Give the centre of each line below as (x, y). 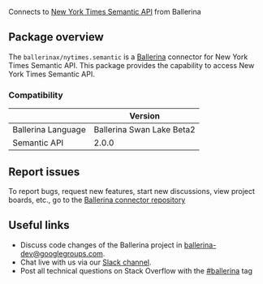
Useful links (39, 225)
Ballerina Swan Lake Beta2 (145, 130)
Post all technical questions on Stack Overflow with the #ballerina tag (136, 270)
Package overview (56, 37)
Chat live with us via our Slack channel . (86, 262)
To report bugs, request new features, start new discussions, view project (132, 191)
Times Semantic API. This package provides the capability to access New (131, 65)
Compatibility (36, 95)
